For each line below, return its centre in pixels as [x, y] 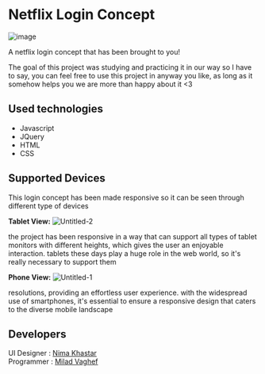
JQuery [32, 136]
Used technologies [56, 109]
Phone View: [30, 277]
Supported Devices [57, 179]
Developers [37, 334]
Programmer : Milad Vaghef [53, 361]
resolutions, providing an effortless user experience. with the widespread [128, 292]
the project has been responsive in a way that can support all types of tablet [132, 236]
